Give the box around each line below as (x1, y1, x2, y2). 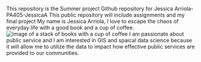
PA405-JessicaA (6, 11, 48, 18)
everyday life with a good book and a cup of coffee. (6, 24, 134, 31)
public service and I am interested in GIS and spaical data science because (6, 37, 193, 44)
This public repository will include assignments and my (49, 11, 185, 18)
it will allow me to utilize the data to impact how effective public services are (6, 43, 195, 50)
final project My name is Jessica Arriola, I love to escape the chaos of (6, 18, 179, 24)
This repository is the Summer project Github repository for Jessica (6, 5, 173, 12)
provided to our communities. (6, 49, 79, 56)
